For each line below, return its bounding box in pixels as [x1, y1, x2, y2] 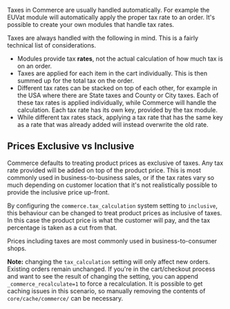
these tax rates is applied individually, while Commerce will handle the [17, 99, 217, 106]
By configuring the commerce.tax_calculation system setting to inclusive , [7, 201, 218, 210]
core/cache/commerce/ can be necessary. [7, 294, 124, 302]
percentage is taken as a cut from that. [7, 223, 117, 232]
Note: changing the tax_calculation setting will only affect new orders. [7, 257, 211, 266]
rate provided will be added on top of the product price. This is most [7, 166, 202, 175]
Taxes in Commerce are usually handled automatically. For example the [7, 6, 210, 14]
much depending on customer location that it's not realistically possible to [7, 181, 218, 189]
